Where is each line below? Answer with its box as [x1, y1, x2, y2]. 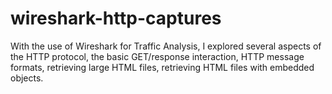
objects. [10, 72, 44, 84]
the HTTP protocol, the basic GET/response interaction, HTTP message [10, 50, 305, 62]
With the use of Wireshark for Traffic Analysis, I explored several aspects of [10, 40, 322, 52]
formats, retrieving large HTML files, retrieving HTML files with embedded [10, 61, 315, 73]
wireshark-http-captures [10, 7, 222, 30]
